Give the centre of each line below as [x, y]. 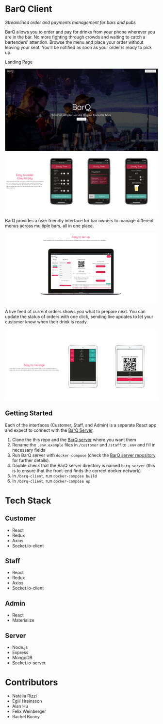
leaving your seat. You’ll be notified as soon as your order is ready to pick [78, 47]
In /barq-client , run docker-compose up [51, 481]
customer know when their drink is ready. [47, 321]
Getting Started [29, 414]
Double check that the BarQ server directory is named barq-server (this [83, 465]
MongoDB [22, 658]
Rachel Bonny [26, 716]
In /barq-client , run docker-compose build [54, 476]
